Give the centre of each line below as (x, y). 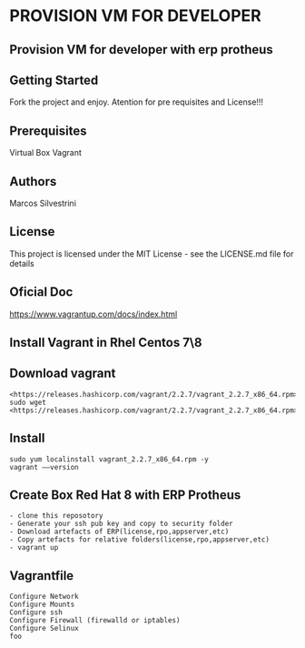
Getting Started (54, 80)
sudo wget (28, 402)
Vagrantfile (42, 576)
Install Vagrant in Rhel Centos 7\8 (106, 343)
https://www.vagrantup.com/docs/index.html (93, 314)
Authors (33, 182)
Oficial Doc (41, 292)
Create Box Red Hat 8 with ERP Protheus (125, 496)
